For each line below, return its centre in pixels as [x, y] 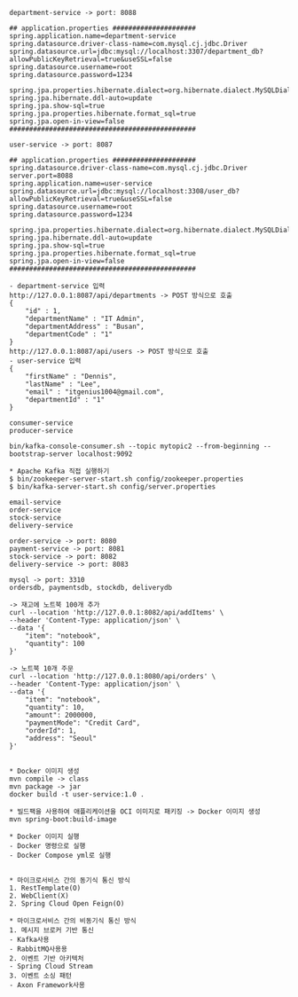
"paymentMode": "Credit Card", [83, 723]
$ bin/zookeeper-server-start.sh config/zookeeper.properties [126, 479]
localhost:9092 [105, 454]
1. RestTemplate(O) [45, 888]
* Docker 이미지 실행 [44, 836]
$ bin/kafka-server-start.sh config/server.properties [113, 487]
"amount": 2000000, [61, 715]
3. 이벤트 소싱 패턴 [41, 976]
